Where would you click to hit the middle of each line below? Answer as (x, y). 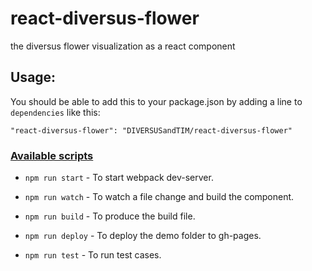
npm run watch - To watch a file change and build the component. (159, 197)
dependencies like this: (55, 112)
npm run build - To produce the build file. (110, 216)
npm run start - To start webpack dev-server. (119, 178)
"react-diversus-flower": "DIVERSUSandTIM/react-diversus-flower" (151, 130)
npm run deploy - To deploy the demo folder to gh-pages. (143, 236)
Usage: (33, 77)
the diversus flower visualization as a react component (123, 46)
